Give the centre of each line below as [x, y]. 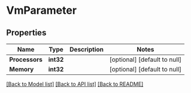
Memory [22, 69]
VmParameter [41, 10]
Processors [26, 59]
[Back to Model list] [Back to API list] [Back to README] [75, 84]
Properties [26, 33]
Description [87, 49]
